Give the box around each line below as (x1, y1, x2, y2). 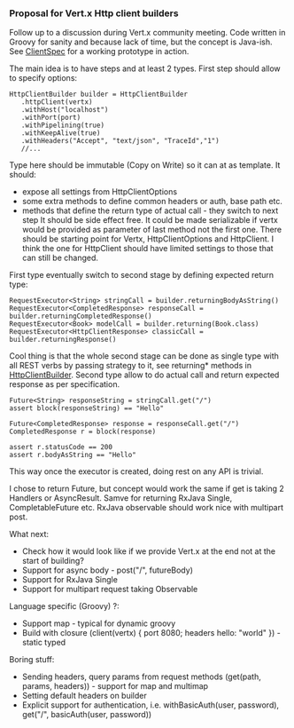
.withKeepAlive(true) (20, 129, 101, 138)
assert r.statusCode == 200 (9, 443, 113, 452)
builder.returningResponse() (9, 336, 117, 344)
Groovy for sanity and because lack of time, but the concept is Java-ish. (9, 36, 273, 47)
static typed (21, 637, 66, 648)
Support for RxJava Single (21, 574, 118, 585)
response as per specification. (9, 379, 120, 390)
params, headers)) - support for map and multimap (21, 681, 209, 692)
